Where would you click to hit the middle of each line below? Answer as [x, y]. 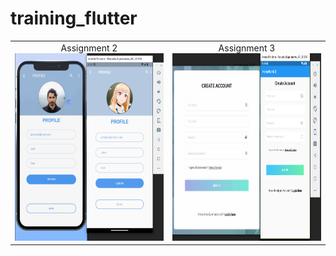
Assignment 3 [247, 48]
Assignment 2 [89, 48]
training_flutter [74, 18]
